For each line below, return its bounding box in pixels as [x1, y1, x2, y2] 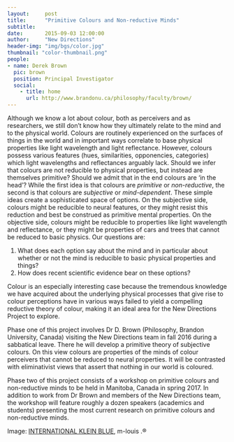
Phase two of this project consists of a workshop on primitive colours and [7, 376, 219, 385]
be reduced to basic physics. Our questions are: [7, 233, 145, 241]
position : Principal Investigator [13, 75, 114, 83]
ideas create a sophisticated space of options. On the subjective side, [7, 196, 208, 204]
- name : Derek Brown [7, 62, 68, 69]
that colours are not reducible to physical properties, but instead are [7, 166, 203, 174]
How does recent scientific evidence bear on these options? [17, 269, 191, 277]
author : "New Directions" [7, 36, 96, 43]
